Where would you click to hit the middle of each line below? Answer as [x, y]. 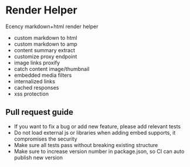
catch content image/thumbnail [52, 69]
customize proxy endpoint [45, 56]
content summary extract [45, 50]
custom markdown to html [45, 38]
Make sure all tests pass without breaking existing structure [86, 145]
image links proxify [37, 63]
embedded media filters [43, 75]
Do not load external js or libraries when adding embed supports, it [95, 132]
